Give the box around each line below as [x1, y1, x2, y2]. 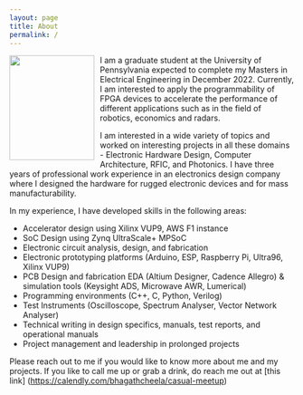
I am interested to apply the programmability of [99, 83, 275, 95]
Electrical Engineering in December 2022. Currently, [99, 74, 294, 85]
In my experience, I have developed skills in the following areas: [9, 206, 247, 217]
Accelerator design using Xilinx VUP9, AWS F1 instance [22, 223, 229, 234]
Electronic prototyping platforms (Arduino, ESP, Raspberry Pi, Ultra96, [22, 252, 283, 263]
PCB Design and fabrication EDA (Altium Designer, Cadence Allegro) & [22, 271, 285, 282]
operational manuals [22, 329, 99, 340]
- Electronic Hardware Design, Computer [99, 149, 251, 160]
